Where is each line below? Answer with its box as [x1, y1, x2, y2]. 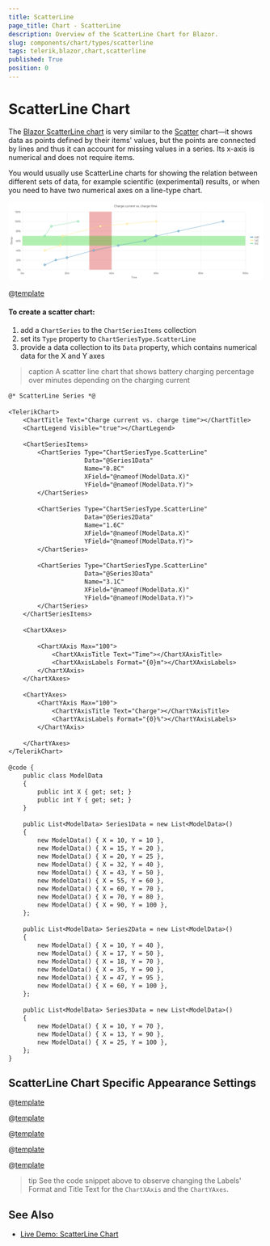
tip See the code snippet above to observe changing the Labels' [27, 1176, 242, 1185]
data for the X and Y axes [19, 351, 105, 360]
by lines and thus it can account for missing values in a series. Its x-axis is [8, 144, 255, 154]
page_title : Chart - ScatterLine [8, 21, 121, 30]
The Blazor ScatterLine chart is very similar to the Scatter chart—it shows [8, 126, 253, 137]
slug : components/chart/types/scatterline [8, 39, 154, 47]
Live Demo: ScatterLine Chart [19, 1229, 119, 1240]
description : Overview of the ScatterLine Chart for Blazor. [8, 30, 219, 38]
